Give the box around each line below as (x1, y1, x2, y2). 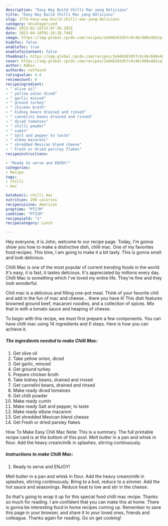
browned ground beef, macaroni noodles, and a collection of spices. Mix (5, 300, 155, 306)
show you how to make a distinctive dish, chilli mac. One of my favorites (5, 244, 154, 250)
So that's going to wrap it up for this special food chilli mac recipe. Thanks (5, 493, 159, 500)
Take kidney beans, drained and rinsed (12, 377, 93, 383)
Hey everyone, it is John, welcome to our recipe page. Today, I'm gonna (5, 238, 154, 245)
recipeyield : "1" (5, 216, 42, 221)
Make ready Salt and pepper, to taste (12, 403, 89, 409)
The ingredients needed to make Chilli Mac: (5, 337, 98, 343)
